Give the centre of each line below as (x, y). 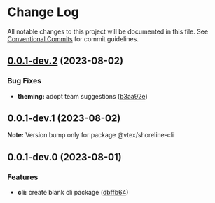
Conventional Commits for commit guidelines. (73, 38)
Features (23, 177)
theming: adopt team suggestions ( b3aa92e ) (83, 96)
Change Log (43, 12)
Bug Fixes (25, 81)
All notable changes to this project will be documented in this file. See (108, 31)
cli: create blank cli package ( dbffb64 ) (73, 192)
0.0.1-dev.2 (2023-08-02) (65, 61)
